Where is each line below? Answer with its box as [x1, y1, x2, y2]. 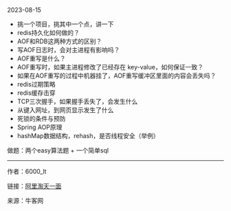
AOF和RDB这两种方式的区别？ [16, 37, 102, 45]
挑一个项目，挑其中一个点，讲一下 [16, 20, 114, 28]
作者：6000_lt [7, 168, 47, 175]
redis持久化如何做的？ [16, 29, 80, 36]
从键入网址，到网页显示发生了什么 [16, 106, 114, 114]
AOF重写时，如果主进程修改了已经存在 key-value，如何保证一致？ [16, 63, 204, 71]
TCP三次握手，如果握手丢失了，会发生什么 [16, 98, 138, 105]
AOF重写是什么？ [16, 54, 66, 63]
